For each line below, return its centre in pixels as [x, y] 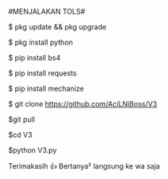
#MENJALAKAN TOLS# [47, 12]
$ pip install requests [43, 73]
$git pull [22, 119]
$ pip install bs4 [35, 58]
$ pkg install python [41, 42]
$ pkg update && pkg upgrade [57, 27]
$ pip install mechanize [46, 88]
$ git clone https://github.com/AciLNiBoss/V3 [83, 104]
